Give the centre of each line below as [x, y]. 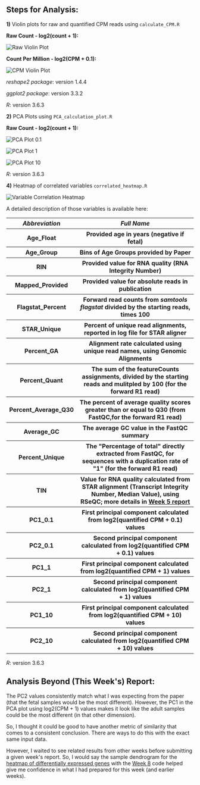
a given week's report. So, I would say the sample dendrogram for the [92, 757]
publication [135, 289]
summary [135, 435]
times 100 [135, 314]
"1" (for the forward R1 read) [135, 468]
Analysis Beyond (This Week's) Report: [80, 682]
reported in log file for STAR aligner [135, 333]
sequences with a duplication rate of [135, 461]
